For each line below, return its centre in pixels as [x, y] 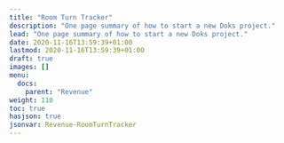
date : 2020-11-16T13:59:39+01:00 [71, 42]
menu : [19, 75]
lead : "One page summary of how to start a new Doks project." [129, 34]
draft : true [31, 59]
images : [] [29, 68]
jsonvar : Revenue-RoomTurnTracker [73, 125]
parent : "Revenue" [59, 91]
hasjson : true [35, 116]
